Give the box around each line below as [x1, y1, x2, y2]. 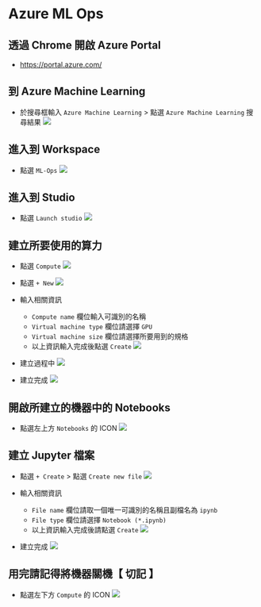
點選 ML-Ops [19, 165, 58, 175]
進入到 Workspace [8, 143, 101, 156]
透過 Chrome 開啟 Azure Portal [8, 38, 161, 52]
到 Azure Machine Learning [8, 85, 146, 98]
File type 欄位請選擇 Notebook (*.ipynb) [31, 515, 167, 524]
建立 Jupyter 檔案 [8, 449, 95, 463]
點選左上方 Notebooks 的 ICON [19, 424, 117, 433]
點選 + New [19, 279, 54, 288]
